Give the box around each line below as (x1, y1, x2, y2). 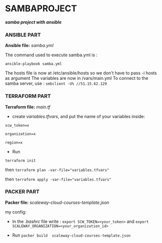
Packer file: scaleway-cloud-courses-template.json (5, 199, 109, 205)
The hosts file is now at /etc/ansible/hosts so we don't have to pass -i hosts (5, 70, 157, 76)
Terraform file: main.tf (5, 104, 51, 110)
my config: (5, 209, 27, 215)
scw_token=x (5, 123, 29, 128)
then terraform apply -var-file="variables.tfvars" (5, 176, 112, 182)
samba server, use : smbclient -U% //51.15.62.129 (5, 80, 107, 86)
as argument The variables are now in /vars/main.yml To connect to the (5, 75, 149, 81)
